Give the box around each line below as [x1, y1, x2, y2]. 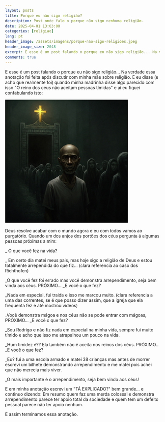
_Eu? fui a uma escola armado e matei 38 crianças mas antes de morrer [5, 356, 150, 362]
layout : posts [5, 8, 34, 13]
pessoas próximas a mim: [5, 238, 57, 244]
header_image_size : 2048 [5, 44, 56, 49]
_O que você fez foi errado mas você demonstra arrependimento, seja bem [5, 277, 157, 283]
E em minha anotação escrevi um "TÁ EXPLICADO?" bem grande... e [5, 386, 144, 391]
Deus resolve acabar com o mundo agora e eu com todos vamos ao [5, 227, 142, 233]
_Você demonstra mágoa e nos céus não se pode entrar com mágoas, [5, 312, 147, 318]
